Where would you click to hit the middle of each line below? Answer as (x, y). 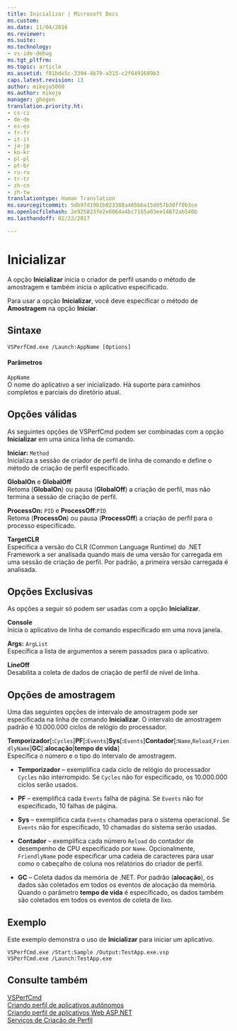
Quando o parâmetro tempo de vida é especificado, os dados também (121, 893)
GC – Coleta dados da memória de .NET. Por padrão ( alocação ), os (116, 878)
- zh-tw (19, 192)
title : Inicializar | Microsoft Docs (63, 14)
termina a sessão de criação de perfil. (63, 497)
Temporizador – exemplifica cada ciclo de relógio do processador (114, 770)
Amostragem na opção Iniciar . (53, 308)
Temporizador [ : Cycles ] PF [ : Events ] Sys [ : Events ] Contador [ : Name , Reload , (110, 741)
